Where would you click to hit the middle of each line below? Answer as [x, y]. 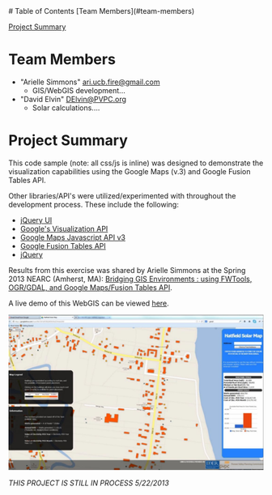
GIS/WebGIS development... [79, 90]
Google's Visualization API [64, 228]
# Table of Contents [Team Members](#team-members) [102, 11]
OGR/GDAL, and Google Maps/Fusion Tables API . [90, 287]
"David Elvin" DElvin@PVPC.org [73, 99]
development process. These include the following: [94, 204]
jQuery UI [36, 220]
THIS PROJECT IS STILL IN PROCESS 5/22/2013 [89, 483]
